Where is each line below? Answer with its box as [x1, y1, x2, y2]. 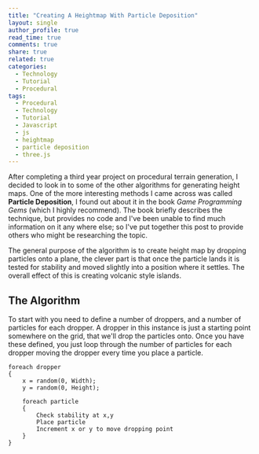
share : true [8, 48, 47, 56]
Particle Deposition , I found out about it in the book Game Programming [8, 197, 243, 207]
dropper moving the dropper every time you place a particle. [8, 348, 204, 358]
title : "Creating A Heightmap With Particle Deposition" [8, 11, 199, 20]
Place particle [36, 419, 86, 426]
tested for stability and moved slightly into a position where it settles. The [8, 263, 245, 272]
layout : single [8, 19, 58, 27]
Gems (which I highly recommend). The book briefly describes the [8, 205, 223, 215]
